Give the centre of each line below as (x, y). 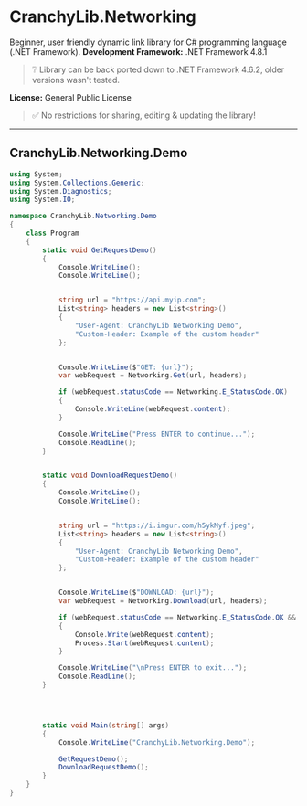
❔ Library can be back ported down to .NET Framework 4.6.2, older (158, 69)
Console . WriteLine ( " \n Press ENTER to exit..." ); (153, 668)
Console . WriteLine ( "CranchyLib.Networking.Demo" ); (157, 742)
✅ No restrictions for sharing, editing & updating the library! (143, 115)
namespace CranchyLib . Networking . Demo (83, 217)
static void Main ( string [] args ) (106, 725)
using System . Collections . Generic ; (77, 183)
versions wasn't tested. (76, 80)
